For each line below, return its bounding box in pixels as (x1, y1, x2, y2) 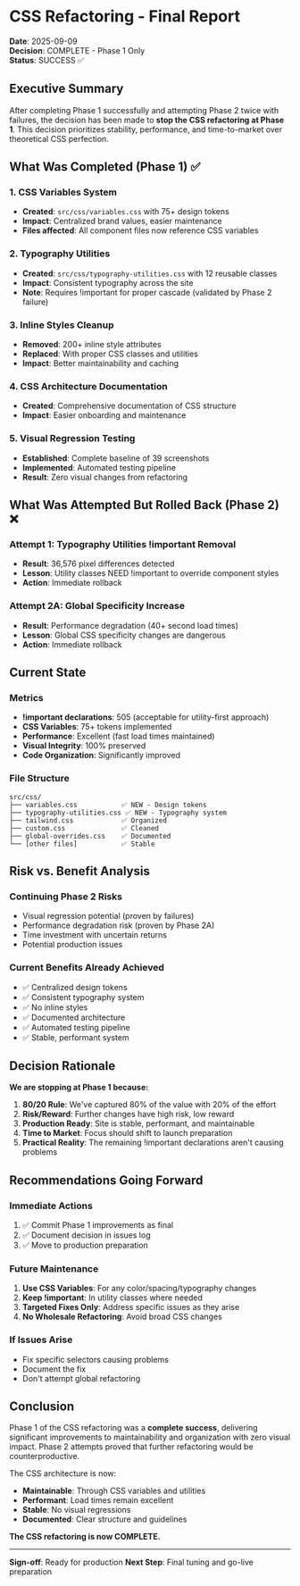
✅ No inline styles (21, 1002, 88, 1013)
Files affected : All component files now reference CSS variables (21, 225, 259, 236)
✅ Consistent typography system (21, 991, 145, 1002)
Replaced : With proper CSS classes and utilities (21, 348, 199, 359)
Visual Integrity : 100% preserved (21, 740, 146, 751)
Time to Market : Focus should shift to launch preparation (21, 1128, 233, 1139)
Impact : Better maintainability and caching (21, 358, 179, 369)
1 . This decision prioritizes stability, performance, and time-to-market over (9, 123, 283, 135)
